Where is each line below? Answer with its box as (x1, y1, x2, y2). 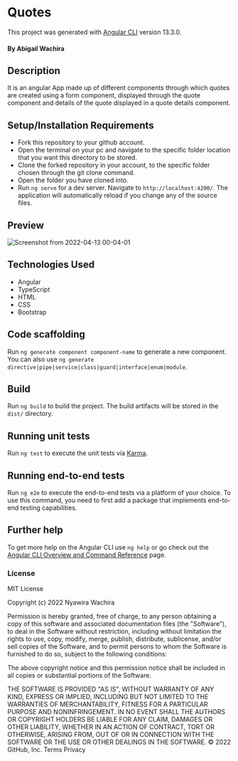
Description (7, 65, 60, 77)
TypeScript (17, 285, 50, 294)
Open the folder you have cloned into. (17, 176, 129, 185)
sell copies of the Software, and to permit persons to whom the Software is (7, 642, 227, 651)
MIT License (7, 585, 44, 593)
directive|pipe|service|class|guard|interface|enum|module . (7, 362, 188, 371)
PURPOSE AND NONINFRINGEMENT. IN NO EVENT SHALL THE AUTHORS (7, 708, 226, 716)
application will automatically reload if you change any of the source (17, 191, 218, 200)
